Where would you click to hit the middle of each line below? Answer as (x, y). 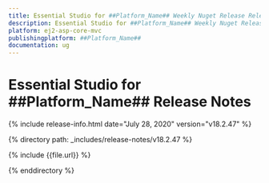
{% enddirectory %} (41, 171)
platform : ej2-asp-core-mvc (55, 30)
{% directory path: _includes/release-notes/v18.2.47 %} (100, 140)
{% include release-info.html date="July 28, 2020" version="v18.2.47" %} (130, 124)
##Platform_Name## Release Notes (130, 102)
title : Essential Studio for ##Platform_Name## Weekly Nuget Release (127, 16)
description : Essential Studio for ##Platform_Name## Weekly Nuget (123, 23)
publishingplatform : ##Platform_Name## (75, 38)
